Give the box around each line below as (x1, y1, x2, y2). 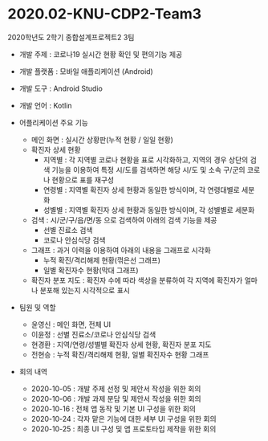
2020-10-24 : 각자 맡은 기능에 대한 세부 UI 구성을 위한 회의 (30, 414, 217, 423)
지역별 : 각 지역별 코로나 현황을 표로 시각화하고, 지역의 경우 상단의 (43, 154, 249, 165)
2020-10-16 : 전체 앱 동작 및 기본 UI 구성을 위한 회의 (30, 403, 196, 414)
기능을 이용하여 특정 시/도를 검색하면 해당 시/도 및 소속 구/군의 (51, 165, 246, 174)
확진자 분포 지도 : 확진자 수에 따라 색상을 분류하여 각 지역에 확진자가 (30, 275, 243, 285)
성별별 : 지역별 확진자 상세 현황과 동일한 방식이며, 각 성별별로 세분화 (43, 205, 255, 214)
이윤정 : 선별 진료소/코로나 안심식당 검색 (30, 329, 156, 339)
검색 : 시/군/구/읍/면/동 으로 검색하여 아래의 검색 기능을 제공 (30, 214, 217, 225)
